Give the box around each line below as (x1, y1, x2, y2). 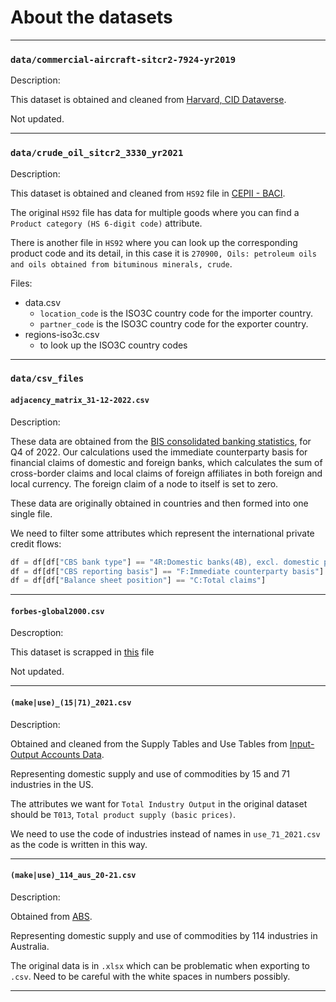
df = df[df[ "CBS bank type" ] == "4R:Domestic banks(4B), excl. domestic (10, 557, 320, 567)
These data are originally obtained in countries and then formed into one (10, 497, 309, 509)
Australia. (10, 940, 50, 952)
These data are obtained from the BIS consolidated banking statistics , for (10, 435, 312, 447)
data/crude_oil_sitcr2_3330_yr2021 (10, 147, 184, 159)
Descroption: (10, 627, 64, 639)
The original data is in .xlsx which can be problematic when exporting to (10, 959, 311, 971)
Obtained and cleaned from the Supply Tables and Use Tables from (10, 737, 288, 750)
